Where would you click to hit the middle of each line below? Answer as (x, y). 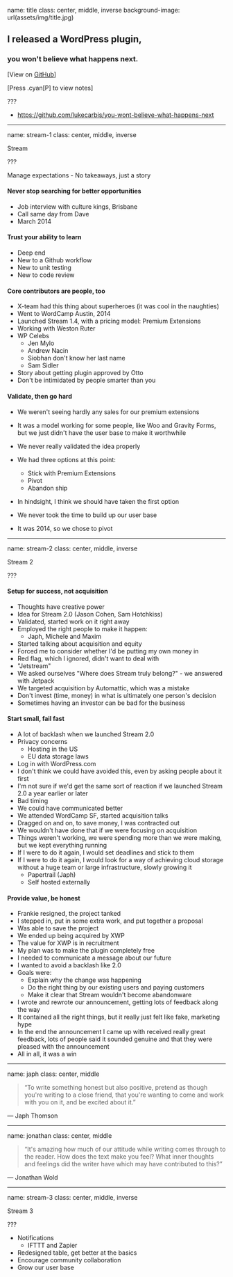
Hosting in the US (53, 749)
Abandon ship (48, 488)
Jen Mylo (41, 343)
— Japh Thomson (33, 1116)
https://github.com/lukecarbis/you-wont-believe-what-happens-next (115, 115)
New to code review (46, 275)
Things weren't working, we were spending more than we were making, (119, 837)
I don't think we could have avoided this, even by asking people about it (119, 771)
